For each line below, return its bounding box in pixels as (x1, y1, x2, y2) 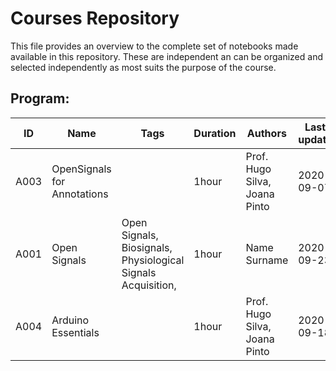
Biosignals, (121, 240, 173, 254)
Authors (246, 126, 287, 140)
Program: (10, 90, 70, 107)
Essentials (51, 325, 100, 339)
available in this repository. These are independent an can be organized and (10, 50, 323, 62)
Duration (193, 126, 237, 140)
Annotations (51, 187, 109, 201)
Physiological (121, 253, 185, 267)
